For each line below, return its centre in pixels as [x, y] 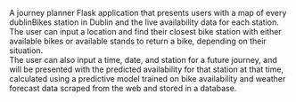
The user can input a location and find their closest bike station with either [146, 31]
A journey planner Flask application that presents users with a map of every [148, 13]
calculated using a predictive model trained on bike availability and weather [148, 78]
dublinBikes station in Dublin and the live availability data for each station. [144, 22]
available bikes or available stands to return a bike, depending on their [138, 41]
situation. [26, 51]
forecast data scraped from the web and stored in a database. [123, 88]
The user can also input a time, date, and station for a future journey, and [144, 60]
